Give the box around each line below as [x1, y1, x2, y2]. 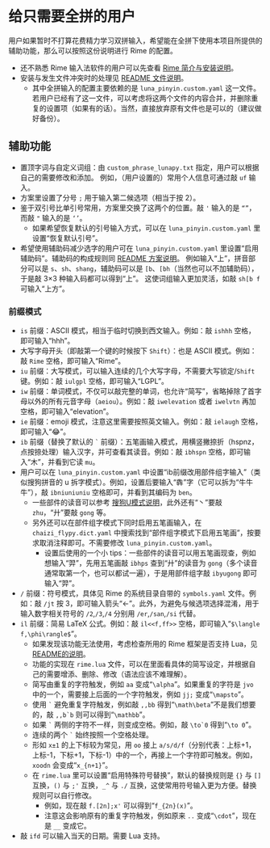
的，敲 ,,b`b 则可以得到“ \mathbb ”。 [31, 710, 150, 719]
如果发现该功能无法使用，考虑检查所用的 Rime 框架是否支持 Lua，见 [31, 639, 258, 649]
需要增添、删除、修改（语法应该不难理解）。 [46, 669, 192, 679]
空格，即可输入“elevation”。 [19, 407, 114, 416]
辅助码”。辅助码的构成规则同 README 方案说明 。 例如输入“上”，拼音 [19, 253, 249, 263]
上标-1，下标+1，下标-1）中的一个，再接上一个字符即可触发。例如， [31, 750, 257, 760]
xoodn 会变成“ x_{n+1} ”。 [31, 761, 113, 770]
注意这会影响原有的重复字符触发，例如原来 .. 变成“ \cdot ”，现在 [44, 811, 256, 821]
